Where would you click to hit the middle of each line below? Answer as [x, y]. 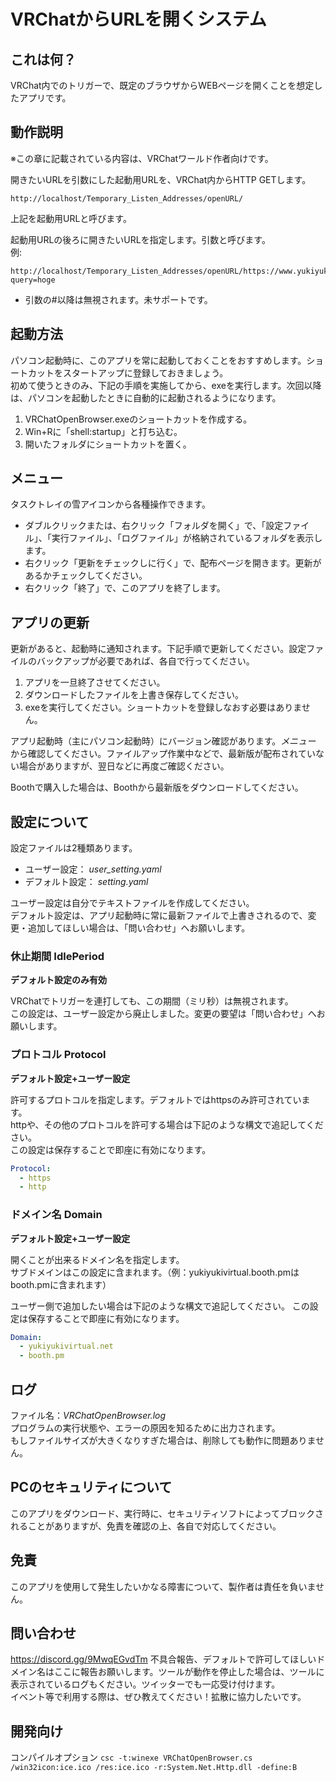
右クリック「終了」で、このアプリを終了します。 [125, 588]
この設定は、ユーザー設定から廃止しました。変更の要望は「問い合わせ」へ [163, 1014]
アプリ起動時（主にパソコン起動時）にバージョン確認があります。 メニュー [163, 741]
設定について [50, 821]
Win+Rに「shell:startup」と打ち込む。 [103, 431]
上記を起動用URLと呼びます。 [71, 218]
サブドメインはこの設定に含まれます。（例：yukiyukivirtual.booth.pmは [155, 1272]
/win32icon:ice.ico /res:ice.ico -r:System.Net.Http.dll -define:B [154, 1768]
